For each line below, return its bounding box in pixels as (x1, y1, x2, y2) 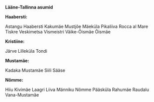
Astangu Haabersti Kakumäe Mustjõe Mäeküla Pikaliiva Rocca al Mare (5, 23, 148, 29)
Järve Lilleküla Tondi (5, 48, 48, 54)
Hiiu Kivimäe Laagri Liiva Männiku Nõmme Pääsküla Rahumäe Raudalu (5, 87, 150, 93)
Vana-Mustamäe (5, 92, 39, 98)
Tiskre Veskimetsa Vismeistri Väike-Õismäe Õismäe (5, 29, 111, 34)
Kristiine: (5, 38, 25, 44)
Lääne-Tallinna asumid (5, 4, 53, 10)
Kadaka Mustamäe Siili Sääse (5, 67, 66, 73)
